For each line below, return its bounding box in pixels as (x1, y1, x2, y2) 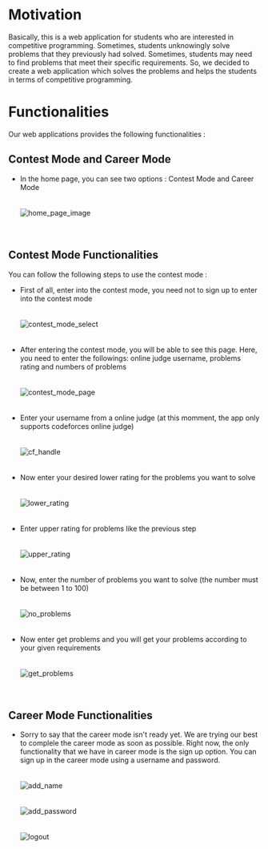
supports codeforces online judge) (19, 421, 134, 431)
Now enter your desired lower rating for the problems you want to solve (19, 472, 256, 482)
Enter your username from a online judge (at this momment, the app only (19, 413, 260, 422)
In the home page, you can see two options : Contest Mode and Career (19, 174, 254, 184)
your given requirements (19, 643, 102, 653)
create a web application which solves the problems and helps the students (8, 66, 258, 75)
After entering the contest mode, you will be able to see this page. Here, (19, 345, 258, 354)
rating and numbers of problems (19, 362, 126, 371)
